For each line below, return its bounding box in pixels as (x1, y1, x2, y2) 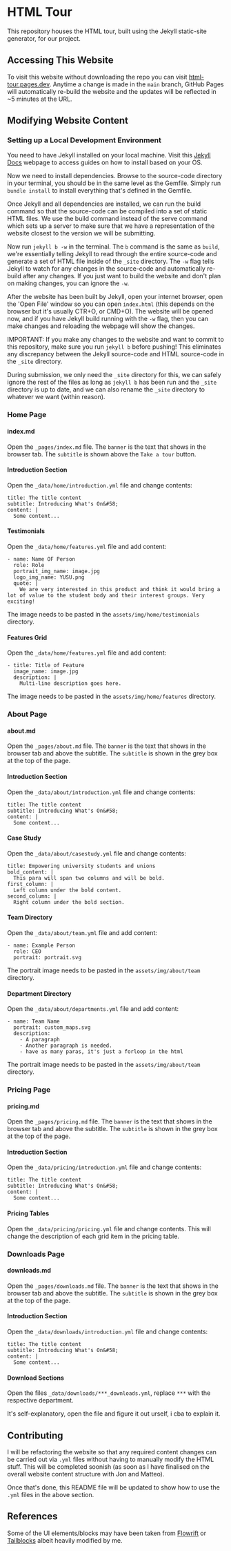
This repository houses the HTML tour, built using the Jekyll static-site (7, 27, 207, 35)
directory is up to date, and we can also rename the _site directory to (7, 385, 205, 394)
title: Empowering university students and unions (7, 863, 156, 869)
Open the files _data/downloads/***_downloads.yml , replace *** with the (7, 1389, 211, 1397)
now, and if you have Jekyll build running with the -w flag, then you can (7, 315, 209, 323)
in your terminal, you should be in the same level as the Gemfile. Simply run (7, 179, 221, 187)
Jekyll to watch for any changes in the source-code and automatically (7, 264, 205, 273)
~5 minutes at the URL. (7, 95, 72, 103)
